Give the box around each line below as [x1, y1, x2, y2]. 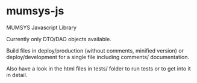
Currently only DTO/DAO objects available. [6, 35, 111, 42]
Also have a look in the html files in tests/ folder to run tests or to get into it [6, 64, 191, 72]
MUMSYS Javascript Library [6, 24, 77, 31]
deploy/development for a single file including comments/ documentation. [6, 53, 190, 60]
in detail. [6, 71, 28, 78]
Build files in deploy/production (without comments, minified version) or [6, 47, 184, 54]
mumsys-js [6, 4, 64, 18]
